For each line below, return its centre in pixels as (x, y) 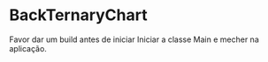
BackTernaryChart (78, 15)
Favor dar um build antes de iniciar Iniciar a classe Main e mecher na (134, 39)
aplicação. (28, 48)
